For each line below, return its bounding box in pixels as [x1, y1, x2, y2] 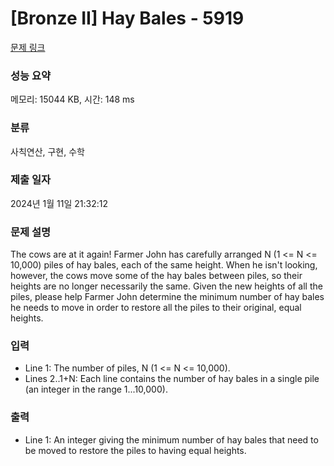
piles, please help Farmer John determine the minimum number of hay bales [10, 291, 325, 303]
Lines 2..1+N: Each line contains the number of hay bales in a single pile [24, 373, 320, 385]
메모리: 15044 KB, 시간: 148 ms [10, 93, 135, 106]
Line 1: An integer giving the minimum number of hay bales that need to [24, 433, 319, 446]
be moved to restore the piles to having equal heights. [24, 444, 247, 456]
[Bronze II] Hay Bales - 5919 [10, 7, 245, 30]
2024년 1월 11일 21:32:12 [10, 197, 108, 209]
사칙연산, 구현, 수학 [10, 145, 85, 157]
